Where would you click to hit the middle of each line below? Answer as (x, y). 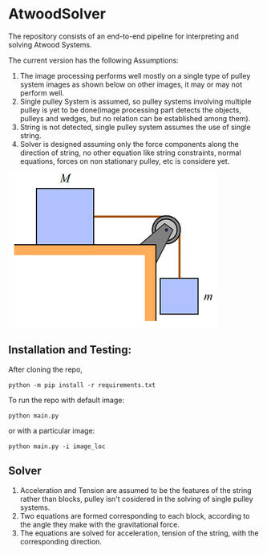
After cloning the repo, (45, 369)
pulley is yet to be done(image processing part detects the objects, (131, 110)
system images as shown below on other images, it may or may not (131, 84)
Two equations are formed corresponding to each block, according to (135, 515)
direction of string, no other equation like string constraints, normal (131, 153)
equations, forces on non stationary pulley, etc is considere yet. (125, 161)
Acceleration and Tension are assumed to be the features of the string (136, 490)
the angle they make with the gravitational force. (100, 524)
